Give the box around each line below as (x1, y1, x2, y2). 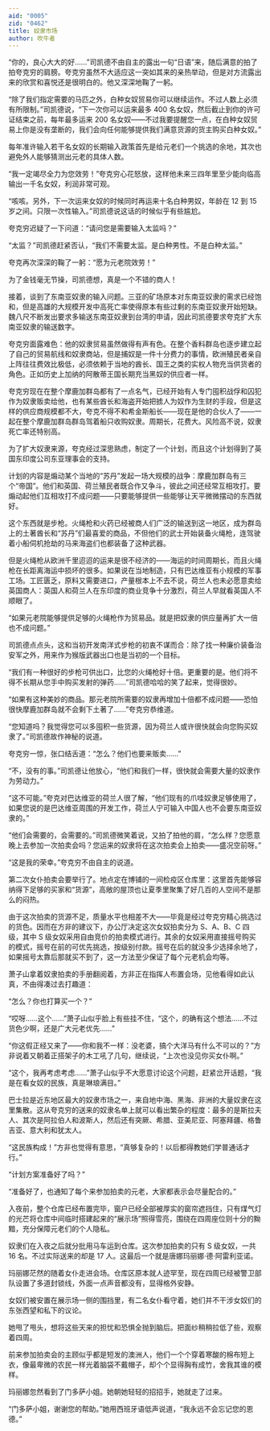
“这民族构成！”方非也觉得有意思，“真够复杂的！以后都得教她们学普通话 (8, 1143, 243, 1152)
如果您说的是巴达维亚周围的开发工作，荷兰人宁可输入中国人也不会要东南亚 (8, 803, 255, 813)
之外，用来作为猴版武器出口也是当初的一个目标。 (22, 650, 185, 660)
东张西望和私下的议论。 (8, 1305, 86, 1315)
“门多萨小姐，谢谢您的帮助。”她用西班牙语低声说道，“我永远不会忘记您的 (8, 1404, 247, 1414)
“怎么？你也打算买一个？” (8, 996, 92, 1007)
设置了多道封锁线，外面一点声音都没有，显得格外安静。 (14, 1278, 198, 1288)
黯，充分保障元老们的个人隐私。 (8, 1224, 114, 1234)
